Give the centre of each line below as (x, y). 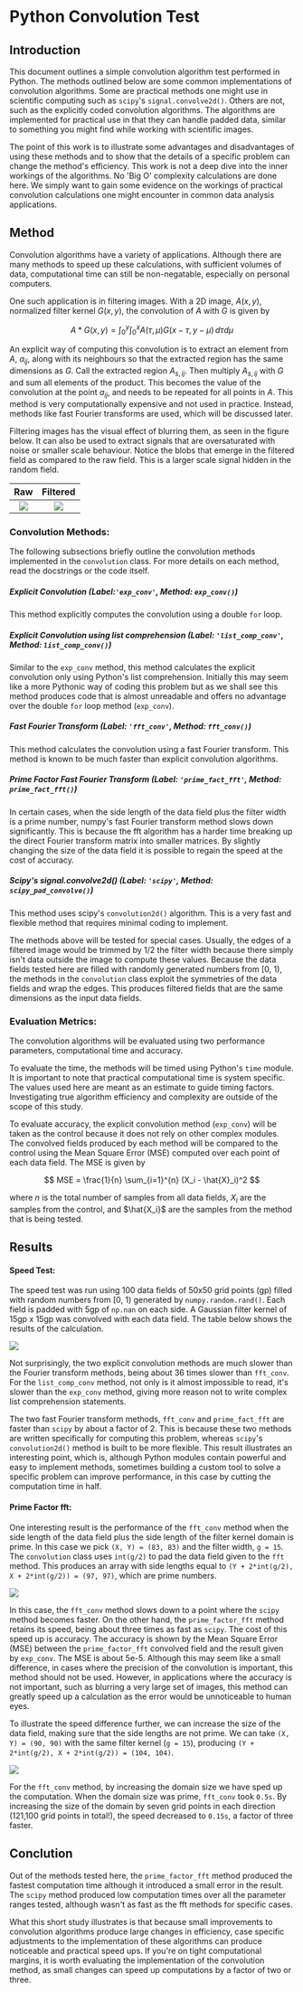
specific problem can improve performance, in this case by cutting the (140, 1477)
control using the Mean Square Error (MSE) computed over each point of (145, 1153)
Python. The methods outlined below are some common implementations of (151, 81)
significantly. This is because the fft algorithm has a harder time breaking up (151, 831)
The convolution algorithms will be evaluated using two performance (137, 1041)
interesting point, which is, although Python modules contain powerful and (148, 1458)
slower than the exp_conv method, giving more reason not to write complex (148, 1392)
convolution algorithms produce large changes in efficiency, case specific (147, 1931)
